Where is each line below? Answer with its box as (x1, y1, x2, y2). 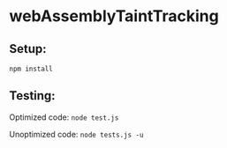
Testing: (9, 88, 56, 103)
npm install (9, 64, 53, 73)
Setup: (9, 41, 47, 56)
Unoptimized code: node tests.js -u (9, 129, 144, 139)
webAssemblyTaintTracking (9, 6, 219, 26)
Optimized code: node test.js (9, 112, 119, 122)
